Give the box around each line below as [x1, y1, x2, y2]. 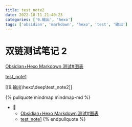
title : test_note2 [5, 7, 45, 13]
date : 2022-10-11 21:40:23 [5, 12, 63, 17]
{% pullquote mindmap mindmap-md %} [5, 94, 91, 100]
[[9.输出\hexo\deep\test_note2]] [5, 84, 73, 90]
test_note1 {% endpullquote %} [20, 116, 86, 122]
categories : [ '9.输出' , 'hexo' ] [5, 17, 73, 22]
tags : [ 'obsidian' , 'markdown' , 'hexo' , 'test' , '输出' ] [5, 22, 128, 27]
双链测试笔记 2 [5, 46, 68, 57]
